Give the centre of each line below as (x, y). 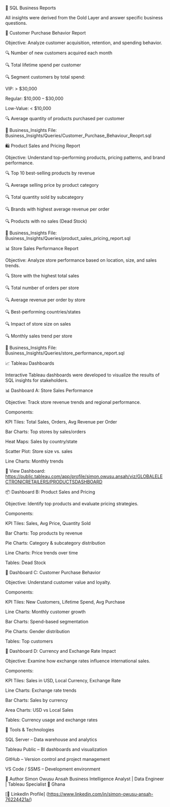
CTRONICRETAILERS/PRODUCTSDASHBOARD (54, 482)
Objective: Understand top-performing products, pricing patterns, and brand (85, 157)
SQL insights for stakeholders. (37, 380)
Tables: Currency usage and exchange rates (52, 720)
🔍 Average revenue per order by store (45, 300)
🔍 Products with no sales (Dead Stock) (46, 221)
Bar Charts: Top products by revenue (44, 533)
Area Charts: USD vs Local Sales (39, 710)
